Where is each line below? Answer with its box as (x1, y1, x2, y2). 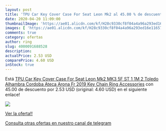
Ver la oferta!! (5, 111, 33, 117)
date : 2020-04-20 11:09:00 (5, 16, 61, 21)
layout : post (5, 7, 32, 12)
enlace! (5, 92, 20, 98)
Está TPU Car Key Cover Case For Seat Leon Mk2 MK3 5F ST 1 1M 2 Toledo (5, 76, 159, 82)
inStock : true (5, 62, 35, 67)
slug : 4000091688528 (5, 44, 48, 49)
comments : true (5, 30, 37, 35)
